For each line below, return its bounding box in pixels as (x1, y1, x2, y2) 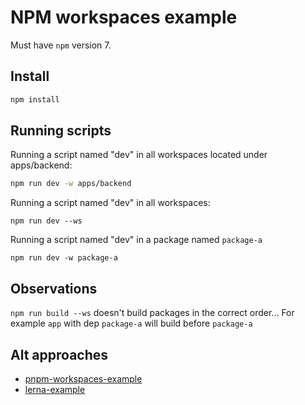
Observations (10, 280, 98, 297)
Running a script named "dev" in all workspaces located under (10, 149, 268, 161)
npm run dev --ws (10, 216, 83, 226)
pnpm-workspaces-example (24, 372, 143, 385)
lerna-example (24, 383, 86, 395)
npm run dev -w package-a (10, 253, 118, 263)
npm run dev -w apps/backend (10, 179, 132, 189)
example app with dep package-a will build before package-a (10, 317, 253, 330)
